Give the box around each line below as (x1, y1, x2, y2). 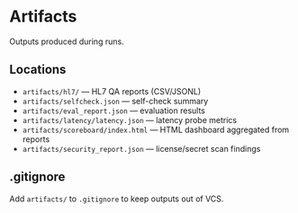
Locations (9, 62, 67, 77)
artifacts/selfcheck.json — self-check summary (22, 95, 209, 106)
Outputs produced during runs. (9, 36, 124, 47)
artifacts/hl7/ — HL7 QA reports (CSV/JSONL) (22, 85, 202, 96)
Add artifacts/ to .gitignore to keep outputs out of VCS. (9, 193, 224, 204)
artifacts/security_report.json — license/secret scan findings (22, 143, 261, 154)
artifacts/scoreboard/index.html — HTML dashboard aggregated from (22, 124, 290, 135)
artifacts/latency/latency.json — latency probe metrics (22, 114, 237, 125)
